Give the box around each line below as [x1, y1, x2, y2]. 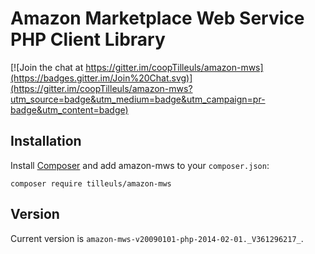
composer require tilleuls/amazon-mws [10, 178, 172, 189]
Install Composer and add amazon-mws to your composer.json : [10, 159, 270, 171]
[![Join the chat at [10, 61, 84, 73]
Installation [10, 133, 82, 150]
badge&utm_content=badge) [10, 103, 129, 116]
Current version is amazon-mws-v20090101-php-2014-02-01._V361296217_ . [10, 232, 304, 244]
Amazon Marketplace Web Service [10, 7, 305, 30]
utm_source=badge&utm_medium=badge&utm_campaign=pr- [10, 93, 266, 105]
